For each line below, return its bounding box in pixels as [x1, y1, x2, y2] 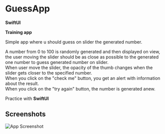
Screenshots [5, 110, 46, 118]
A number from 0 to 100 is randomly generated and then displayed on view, [5, 48, 160, 54]
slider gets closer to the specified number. [5, 69, 92, 75]
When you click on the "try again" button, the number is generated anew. [5, 85, 156, 91]
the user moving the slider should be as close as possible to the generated [5, 53, 159, 60]
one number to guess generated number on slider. [5, 59, 109, 65]
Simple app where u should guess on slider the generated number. [5, 38, 142, 45]
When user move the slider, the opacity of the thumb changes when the [5, 64, 153, 70]
